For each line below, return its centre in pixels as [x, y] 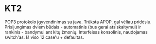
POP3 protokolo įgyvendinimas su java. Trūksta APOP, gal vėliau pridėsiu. [78, 22]
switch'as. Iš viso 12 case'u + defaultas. [44, 37]
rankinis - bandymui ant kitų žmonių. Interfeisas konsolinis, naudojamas [76, 32]
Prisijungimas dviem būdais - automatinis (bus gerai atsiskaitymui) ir [73, 27]
